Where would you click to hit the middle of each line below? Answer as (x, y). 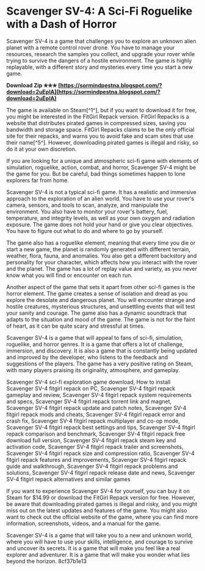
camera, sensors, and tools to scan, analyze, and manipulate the (87, 205)
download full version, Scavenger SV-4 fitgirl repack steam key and (91, 440)
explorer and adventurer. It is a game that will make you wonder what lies (98, 555)
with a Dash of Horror (62, 24)
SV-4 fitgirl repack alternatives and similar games (69, 479)
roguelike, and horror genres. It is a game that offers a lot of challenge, (95, 344)
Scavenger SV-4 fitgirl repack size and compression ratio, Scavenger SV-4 (101, 453)
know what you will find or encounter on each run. (70, 275)
